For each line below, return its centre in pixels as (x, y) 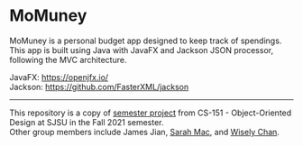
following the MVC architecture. (68, 59)
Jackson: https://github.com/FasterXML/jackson (99, 87)
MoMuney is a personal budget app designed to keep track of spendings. (146, 41)
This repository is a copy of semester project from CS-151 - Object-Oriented (151, 113)
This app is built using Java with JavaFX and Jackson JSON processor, (141, 50)
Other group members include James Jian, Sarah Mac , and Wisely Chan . (144, 132)
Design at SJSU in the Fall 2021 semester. (87, 122)
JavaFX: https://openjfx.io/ (59, 77)
